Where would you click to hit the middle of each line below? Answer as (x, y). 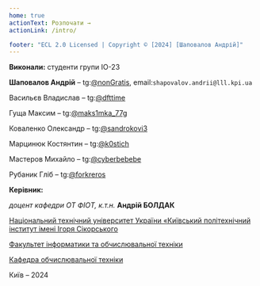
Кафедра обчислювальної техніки (66, 260)
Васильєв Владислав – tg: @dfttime (67, 98)
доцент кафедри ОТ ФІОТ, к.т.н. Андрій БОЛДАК (92, 205)
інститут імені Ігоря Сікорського (63, 229)
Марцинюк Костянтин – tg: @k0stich (69, 144)
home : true (27, 15)
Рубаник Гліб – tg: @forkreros (57, 174)
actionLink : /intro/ (43, 30)
